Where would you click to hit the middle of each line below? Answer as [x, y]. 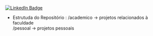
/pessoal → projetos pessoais [43, 28]
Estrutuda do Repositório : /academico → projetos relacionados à [80, 17]
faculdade [23, 23]
